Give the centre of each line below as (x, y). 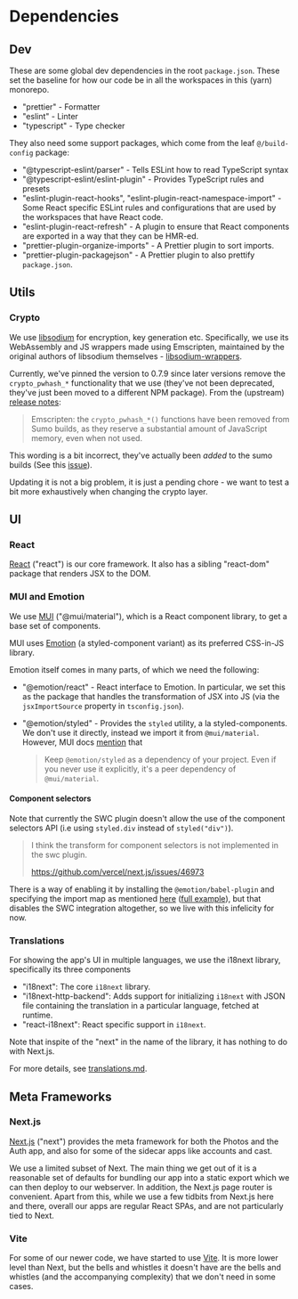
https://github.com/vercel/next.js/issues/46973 (117, 871)
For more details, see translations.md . (78, 1069)
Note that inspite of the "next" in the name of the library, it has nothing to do (148, 1042)
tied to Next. (32, 1215)
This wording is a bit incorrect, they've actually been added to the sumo (141, 455)
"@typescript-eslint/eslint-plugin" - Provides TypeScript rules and (143, 179)
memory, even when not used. (87, 437)
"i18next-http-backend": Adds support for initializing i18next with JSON (153, 996)
